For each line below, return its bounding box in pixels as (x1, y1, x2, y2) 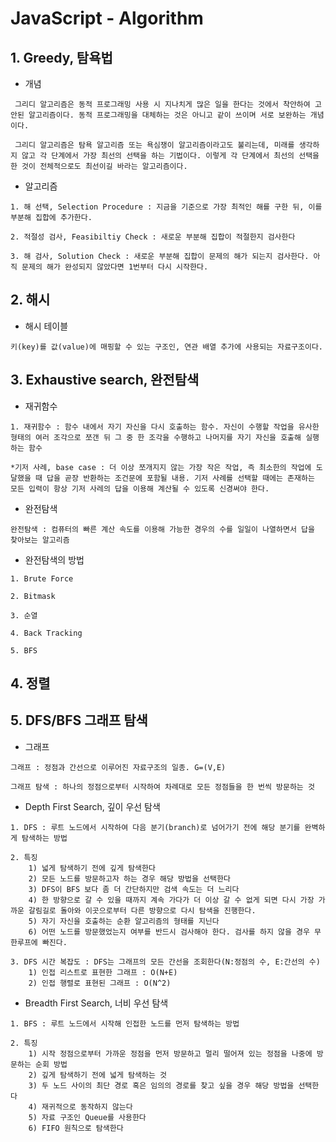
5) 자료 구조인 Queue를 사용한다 (28, 1112, 147, 1122)
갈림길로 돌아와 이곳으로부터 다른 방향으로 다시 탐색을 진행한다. (28, 905, 257, 916)
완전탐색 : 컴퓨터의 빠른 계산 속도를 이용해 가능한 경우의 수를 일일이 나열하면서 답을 (10, 524, 315, 534)
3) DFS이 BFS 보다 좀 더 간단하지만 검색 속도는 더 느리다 (28, 884, 240, 894)
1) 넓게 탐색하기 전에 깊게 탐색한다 (28, 863, 156, 873)
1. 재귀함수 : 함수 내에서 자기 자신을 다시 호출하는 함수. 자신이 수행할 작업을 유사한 (10, 422, 320, 432)
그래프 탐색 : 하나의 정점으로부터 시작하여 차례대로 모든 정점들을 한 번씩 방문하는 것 (10, 782, 315, 792)
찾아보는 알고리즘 (10, 535, 70, 545)
